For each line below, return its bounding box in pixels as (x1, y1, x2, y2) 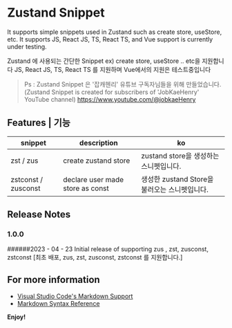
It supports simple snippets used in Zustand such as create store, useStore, (7, 28, 222, 36)
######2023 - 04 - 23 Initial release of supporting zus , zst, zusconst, (7, 245, 209, 253)
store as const (63, 183, 109, 193)
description (79, 138, 119, 147)
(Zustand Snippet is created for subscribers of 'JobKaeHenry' (23, 88, 200, 96)
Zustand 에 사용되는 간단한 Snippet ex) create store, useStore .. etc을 (7, 57, 201, 65)
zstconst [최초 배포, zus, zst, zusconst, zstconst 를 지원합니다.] (7, 253, 183, 262)
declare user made (63, 174, 124, 184)
